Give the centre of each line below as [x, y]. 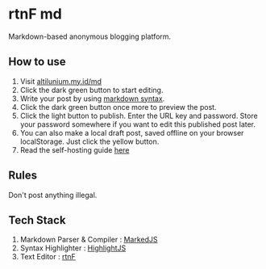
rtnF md [35, 14]
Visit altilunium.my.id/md [61, 81]
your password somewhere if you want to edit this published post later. [138, 124]
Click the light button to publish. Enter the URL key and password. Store [139, 116]
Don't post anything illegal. [53, 195]
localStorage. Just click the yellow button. [89, 141]
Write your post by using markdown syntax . [92, 99]
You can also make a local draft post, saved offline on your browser [132, 132]
